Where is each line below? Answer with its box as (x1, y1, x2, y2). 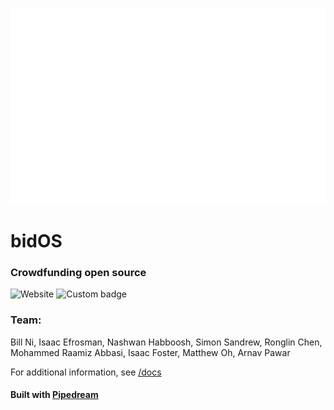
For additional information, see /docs (10, 366, 162, 378)
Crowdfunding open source (10, 265, 147, 279)
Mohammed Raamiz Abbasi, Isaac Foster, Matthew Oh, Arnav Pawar (10, 346, 291, 358)
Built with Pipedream (10, 389, 99, 401)
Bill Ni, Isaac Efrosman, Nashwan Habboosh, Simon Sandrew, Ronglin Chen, (10, 336, 323, 348)
